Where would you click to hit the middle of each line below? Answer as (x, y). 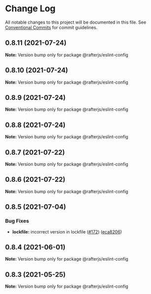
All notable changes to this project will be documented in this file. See (76, 22)
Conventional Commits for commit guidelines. (51, 27)
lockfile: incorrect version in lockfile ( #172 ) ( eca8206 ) (67, 231)
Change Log (30, 9)
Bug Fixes (17, 221)
